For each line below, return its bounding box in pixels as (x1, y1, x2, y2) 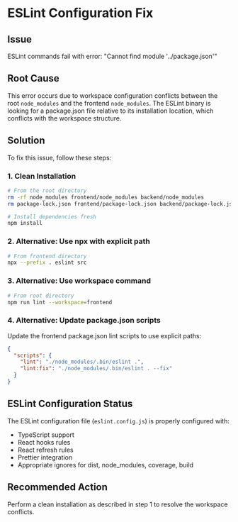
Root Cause (7, 72, 60, 84)
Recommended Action (7, 481, 108, 494)
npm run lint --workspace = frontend (7, 299, 113, 306)
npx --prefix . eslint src (7, 259, 87, 267)
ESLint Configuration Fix (7, 5, 154, 21)
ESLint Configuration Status (7, 398, 133, 410)
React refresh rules (17, 445, 74, 454)
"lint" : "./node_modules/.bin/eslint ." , (20, 358, 144, 366)
